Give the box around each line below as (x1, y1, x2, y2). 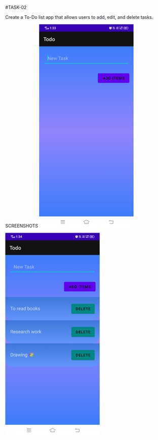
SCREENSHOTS (5, 223, 38, 229)
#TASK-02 (5, 5, 27, 10)
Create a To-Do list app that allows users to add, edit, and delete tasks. (5, 14, 153, 20)
